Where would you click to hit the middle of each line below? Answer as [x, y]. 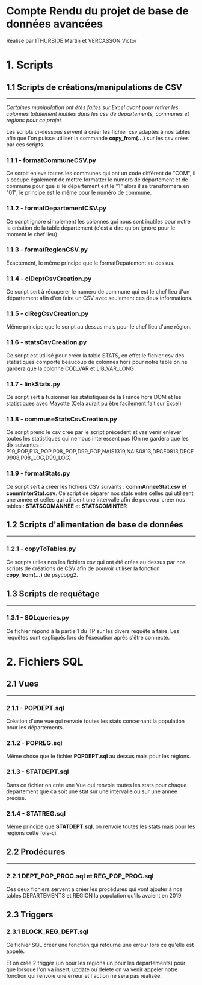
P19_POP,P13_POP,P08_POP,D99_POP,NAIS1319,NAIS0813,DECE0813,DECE [100, 452]
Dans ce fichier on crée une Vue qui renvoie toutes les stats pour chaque [96, 785]
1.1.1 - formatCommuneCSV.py [51, 160]
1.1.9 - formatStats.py [38, 473]
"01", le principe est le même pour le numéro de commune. [79, 193]
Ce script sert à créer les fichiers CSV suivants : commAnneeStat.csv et [96, 486]
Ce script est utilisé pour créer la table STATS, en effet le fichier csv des [95, 355]
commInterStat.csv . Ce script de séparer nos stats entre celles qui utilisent [100, 493]
